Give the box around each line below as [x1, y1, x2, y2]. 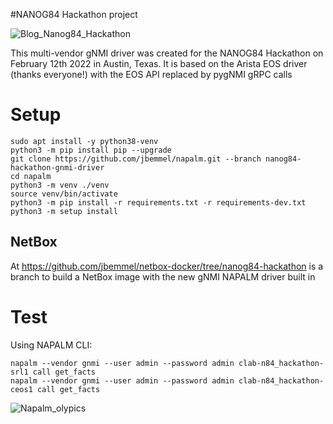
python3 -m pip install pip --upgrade [10, 145, 172, 155]
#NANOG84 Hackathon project [10, 9, 138, 20]
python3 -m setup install [10, 206, 118, 216]
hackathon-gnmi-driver [10, 162, 105, 173]
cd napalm [10, 171, 52, 181]
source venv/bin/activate [10, 189, 118, 199]
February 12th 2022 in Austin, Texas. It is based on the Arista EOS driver [10, 58, 308, 69]
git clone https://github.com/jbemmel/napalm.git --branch [10, 154, 262, 164]
